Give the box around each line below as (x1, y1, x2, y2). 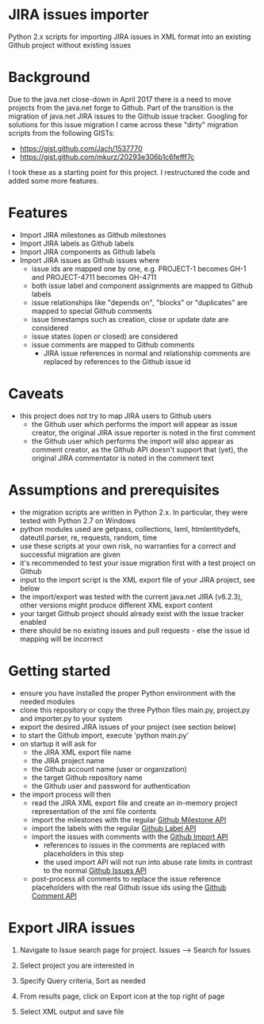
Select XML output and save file (19, 1007, 124, 1016)
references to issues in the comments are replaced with (43, 840, 226, 850)
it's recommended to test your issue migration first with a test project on (19, 558, 256, 568)
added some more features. (8, 176, 99, 185)
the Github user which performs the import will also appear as (31, 436, 234, 446)
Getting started (8, 661, 111, 680)
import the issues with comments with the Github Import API (31, 832, 228, 841)
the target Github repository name (31, 773, 143, 782)
